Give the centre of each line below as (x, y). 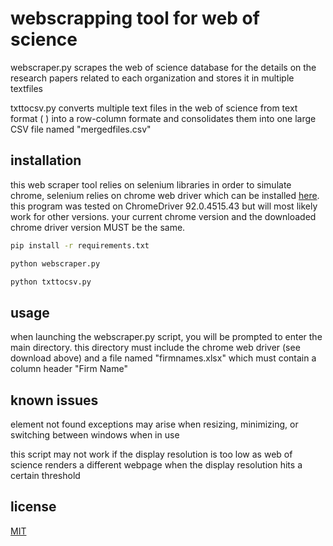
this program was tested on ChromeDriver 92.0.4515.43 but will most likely (164, 206)
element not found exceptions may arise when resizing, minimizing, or (154, 424)
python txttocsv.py (51, 282)
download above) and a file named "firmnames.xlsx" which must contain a (163, 358)
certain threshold (45, 475)
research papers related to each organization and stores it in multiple (152, 78)
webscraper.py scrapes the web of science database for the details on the (163, 67)
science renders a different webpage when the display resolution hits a (156, 465)
